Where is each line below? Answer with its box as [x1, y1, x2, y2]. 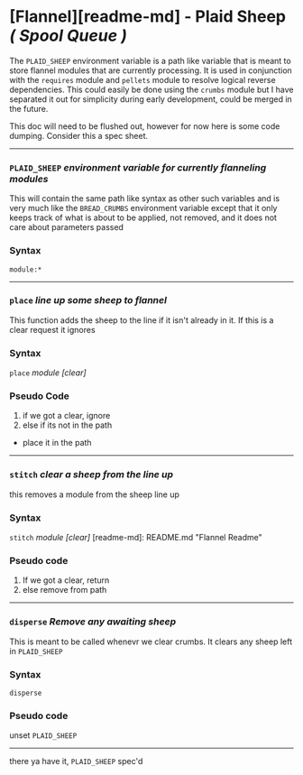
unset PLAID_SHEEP [9, 730, 78, 741]
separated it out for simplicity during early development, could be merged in [9, 93, 293, 105]
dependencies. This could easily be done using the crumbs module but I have [9, 84, 294, 95]
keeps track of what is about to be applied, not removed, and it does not [9, 212, 278, 223]
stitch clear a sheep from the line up [9, 468, 174, 481]
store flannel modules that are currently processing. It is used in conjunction [9, 65, 293, 76]
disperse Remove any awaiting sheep [9, 615, 177, 628]
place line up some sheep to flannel [9, 294, 167, 307]
